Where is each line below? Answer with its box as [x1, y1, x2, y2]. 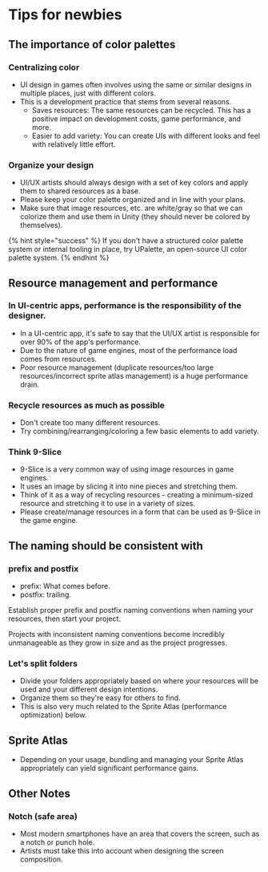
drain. [19, 379, 40, 389]
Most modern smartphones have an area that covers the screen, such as [19, 829, 260, 838]
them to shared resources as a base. [19, 186, 141, 196]
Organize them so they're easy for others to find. [19, 693, 182, 703]
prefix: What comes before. [19, 582, 110, 591]
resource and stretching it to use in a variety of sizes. [19, 499, 196, 509]
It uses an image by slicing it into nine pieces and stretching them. [19, 481, 238, 491]
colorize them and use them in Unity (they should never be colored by [19, 212, 250, 221]
